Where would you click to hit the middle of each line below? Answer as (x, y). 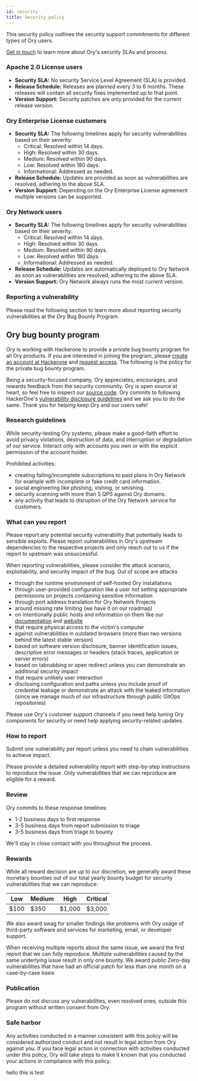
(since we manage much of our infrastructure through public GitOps (97, 697)
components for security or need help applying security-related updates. (95, 721)
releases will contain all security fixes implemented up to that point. (97, 93)
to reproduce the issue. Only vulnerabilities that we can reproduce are (91, 773)
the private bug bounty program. (46, 368)
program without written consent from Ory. (58, 1007)
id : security (22, 12)
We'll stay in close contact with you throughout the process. (79, 843)
